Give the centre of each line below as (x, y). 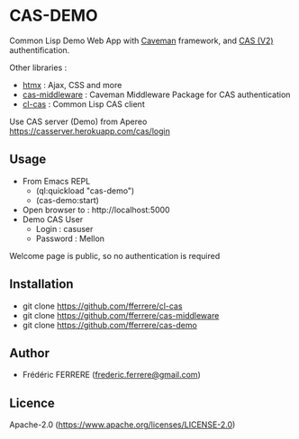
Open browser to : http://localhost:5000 (96, 210)
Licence (32, 403)
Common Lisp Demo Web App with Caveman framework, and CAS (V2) (141, 40)
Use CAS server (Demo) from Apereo (78, 121)
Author (29, 353)
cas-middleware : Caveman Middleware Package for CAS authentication (156, 94)
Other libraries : (38, 67)
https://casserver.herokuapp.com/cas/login (90, 130)
